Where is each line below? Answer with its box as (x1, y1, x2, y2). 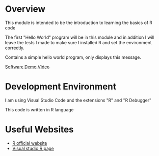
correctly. (5, 45, 25, 51)
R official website (12, 140, 48, 146)
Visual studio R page (12, 145, 54, 151)
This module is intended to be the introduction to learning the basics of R (5, 20, 153, 26)
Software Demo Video (5, 64, 50, 70)
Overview (5, 3, 46, 15)
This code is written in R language (5, 106, 74, 112)
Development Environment (5, 81, 116, 92)
